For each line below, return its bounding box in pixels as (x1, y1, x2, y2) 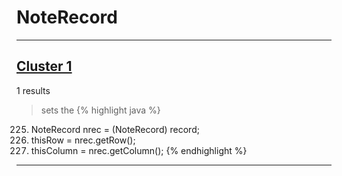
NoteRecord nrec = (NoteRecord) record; (30, 123, 200, 135)
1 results (16, 84, 51, 96)
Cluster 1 (16, 58, 73, 75)
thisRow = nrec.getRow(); (30, 134, 136, 146)
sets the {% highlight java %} (40, 104, 161, 116)
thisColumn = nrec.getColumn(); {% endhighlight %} (30, 144, 248, 156)
